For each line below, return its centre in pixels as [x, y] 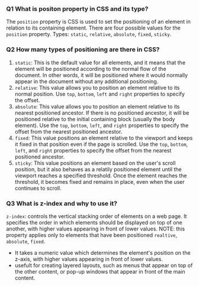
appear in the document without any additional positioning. [86, 81]
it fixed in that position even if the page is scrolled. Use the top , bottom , [101, 144]
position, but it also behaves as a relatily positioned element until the [98, 169]
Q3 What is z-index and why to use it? [62, 203]
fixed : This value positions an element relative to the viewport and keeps [104, 138]
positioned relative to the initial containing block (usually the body [95, 119]
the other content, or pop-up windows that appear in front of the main [100, 271]
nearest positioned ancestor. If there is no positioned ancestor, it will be [102, 113]
